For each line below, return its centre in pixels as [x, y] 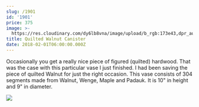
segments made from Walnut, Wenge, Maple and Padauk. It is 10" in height [97, 80]
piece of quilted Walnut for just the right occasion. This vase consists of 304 [99, 74]
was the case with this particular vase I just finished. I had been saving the [97, 67]
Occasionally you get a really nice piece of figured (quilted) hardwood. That [98, 61]
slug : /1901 [21, 12]
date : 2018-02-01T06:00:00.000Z [46, 45]
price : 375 [20, 22]
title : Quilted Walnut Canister [46, 39]
